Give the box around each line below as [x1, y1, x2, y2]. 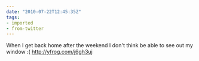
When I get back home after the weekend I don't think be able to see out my [6, 42, 193, 49]
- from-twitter [6, 25, 44, 32]
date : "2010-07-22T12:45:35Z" [6, 8, 82, 15]
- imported [6, 20, 33, 26]
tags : [6, 14, 20, 20]
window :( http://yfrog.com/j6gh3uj [6, 48, 93, 56]
